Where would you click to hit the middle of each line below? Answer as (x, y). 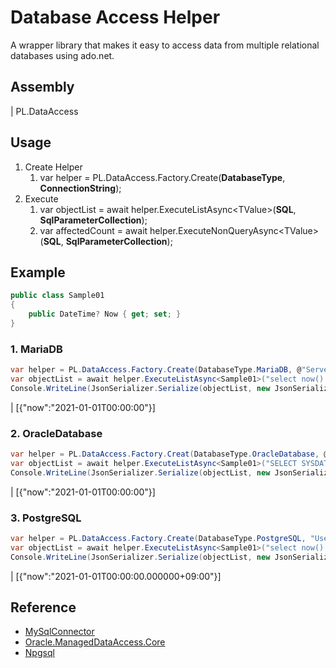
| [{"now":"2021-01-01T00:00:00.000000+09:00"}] (116, 576)
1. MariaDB (36, 349)
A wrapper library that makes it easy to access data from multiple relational (165, 45)
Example (38, 272)
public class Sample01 (57, 296)
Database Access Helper (115, 17)
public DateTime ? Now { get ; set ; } (105, 314)
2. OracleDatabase (56, 433)
